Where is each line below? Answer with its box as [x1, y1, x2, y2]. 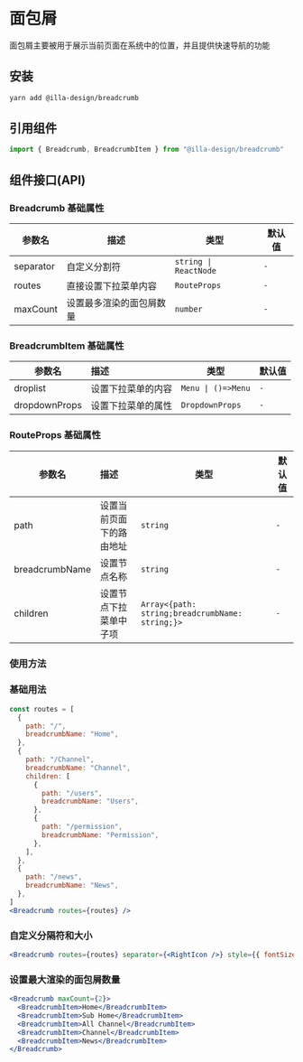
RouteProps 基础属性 [9, 429, 102, 442]
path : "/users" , [41, 788, 103, 797]
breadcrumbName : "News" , [25, 881, 119, 890]
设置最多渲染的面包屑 [66, 297, 158, 309]
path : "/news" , [25, 872, 83, 881]
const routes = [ [9, 704, 75, 713]
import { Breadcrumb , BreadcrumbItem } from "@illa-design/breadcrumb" [9, 145, 284, 154]
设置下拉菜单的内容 [90, 383, 173, 396]
